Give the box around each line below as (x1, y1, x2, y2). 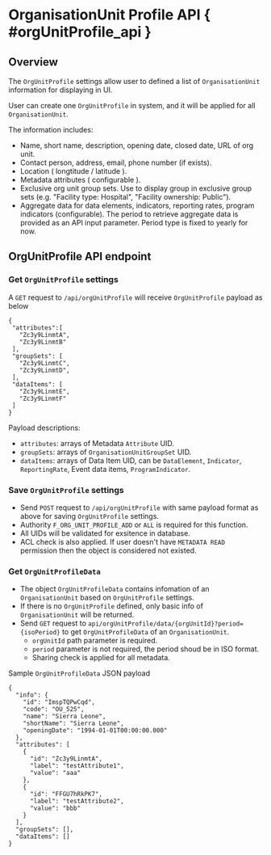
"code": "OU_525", (23, 705, 85, 714)
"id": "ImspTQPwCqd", (23, 698, 95, 706)
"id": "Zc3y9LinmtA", (29, 755, 103, 763)
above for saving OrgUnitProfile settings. (19, 511, 160, 520)
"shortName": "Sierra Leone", (23, 719, 125, 728)
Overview (8, 55, 59, 69)
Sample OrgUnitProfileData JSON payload (8, 668, 151, 678)
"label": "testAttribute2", (29, 798, 125, 806)
